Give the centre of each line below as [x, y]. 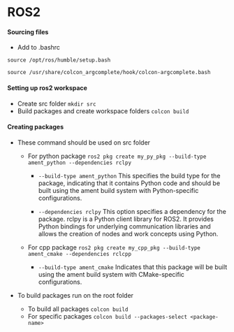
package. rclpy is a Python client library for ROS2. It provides [126, 219]
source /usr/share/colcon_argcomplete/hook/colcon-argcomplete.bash [109, 73]
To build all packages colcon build [78, 309]
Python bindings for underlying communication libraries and [124, 226]
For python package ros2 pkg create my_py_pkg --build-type [117, 156]
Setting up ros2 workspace [47, 87]
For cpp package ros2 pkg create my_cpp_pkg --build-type [114, 247]
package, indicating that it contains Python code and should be [129, 183]
